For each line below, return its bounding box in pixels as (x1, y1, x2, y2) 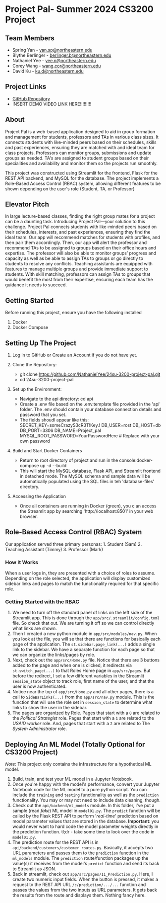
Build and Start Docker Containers (12, 448, 82, 454)
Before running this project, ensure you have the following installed (5, 310, 142, 316)
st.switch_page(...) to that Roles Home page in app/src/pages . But (12, 667, 151, 674)
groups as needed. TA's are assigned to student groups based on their (5, 155, 149, 161)
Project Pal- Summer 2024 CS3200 (5, 3, 154, 15)
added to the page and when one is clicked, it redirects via (12, 662, 132, 668)
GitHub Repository (12, 95, 51, 101)
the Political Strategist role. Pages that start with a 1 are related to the (12, 715, 155, 721)
